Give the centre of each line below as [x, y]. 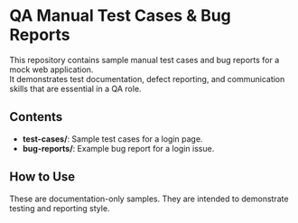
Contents [36, 117]
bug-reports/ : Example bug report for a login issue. [118, 148]
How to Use [42, 177]
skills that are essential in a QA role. [75, 88]
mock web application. [51, 70]
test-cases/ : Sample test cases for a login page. [112, 139]
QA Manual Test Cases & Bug [121, 16]
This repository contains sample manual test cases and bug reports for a [144, 60]
